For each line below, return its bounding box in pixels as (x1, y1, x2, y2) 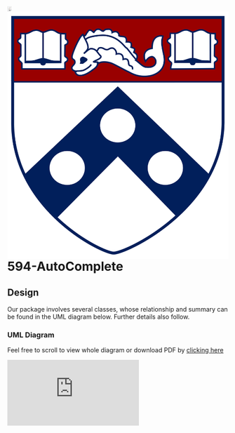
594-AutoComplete (7, 259, 124, 274)
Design (7, 286, 39, 298)
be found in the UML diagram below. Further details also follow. (7, 312, 190, 321)
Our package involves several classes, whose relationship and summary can (7, 305, 228, 314)
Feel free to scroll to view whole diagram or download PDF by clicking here (7, 346, 224, 354)
